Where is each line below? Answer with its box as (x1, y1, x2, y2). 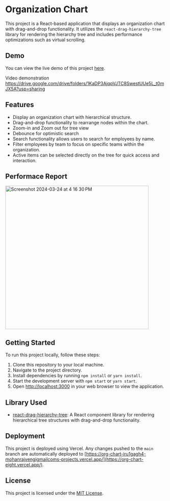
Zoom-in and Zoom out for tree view (12, 125, 89, 131)
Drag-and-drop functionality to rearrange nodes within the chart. (12, 119, 149, 125)
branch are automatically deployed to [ (5, 451, 87, 457)
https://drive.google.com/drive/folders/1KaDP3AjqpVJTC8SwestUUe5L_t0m (5, 80, 164, 86)
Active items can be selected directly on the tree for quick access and (12, 152, 159, 158)
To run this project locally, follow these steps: (5, 352, 100, 358)
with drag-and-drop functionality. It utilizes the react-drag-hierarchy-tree (5, 25, 161, 32)
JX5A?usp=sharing (5, 86, 45, 92)
